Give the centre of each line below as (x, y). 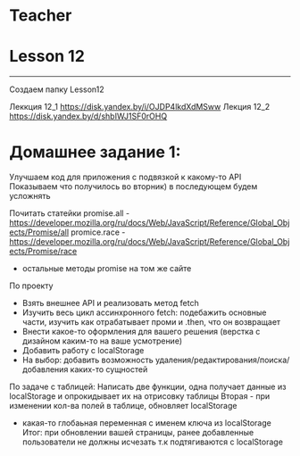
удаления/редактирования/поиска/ (222, 360)
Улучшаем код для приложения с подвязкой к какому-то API (125, 177)
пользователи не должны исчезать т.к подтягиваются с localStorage (153, 442)
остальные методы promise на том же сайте (107, 269)
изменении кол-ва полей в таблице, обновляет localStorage (123, 406)
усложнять (30, 196)
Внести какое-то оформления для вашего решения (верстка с (141, 332)
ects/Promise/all (39, 232)
